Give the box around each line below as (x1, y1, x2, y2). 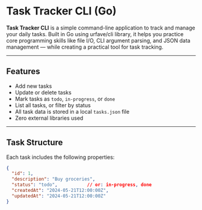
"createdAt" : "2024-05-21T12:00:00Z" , (11, 188, 109, 194)
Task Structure (6, 137, 63, 148)
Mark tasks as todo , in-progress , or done (14, 95, 115, 102)
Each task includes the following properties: (6, 153, 115, 161)
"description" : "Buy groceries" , (11, 176, 96, 182)
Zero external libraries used (14, 114, 84, 122)
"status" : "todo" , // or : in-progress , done (11, 182, 152, 188)
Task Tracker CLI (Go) (6, 4, 117, 18)
